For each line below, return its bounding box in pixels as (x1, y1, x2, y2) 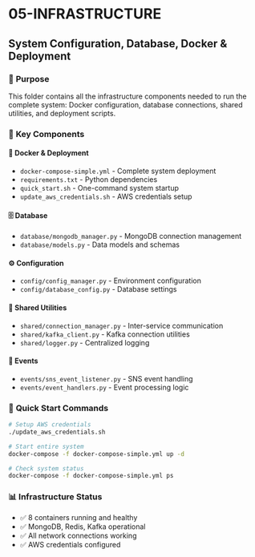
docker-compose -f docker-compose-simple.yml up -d (8, 450, 184, 458)
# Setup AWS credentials (8, 421, 91, 429)
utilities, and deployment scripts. (8, 108, 116, 118)
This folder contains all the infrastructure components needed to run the (8, 91, 247, 101)
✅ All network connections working (19, 531, 137, 540)
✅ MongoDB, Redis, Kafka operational (19, 522, 146, 531)
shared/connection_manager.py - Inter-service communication (19, 321, 224, 330)
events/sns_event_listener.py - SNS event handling (19, 373, 194, 383)
